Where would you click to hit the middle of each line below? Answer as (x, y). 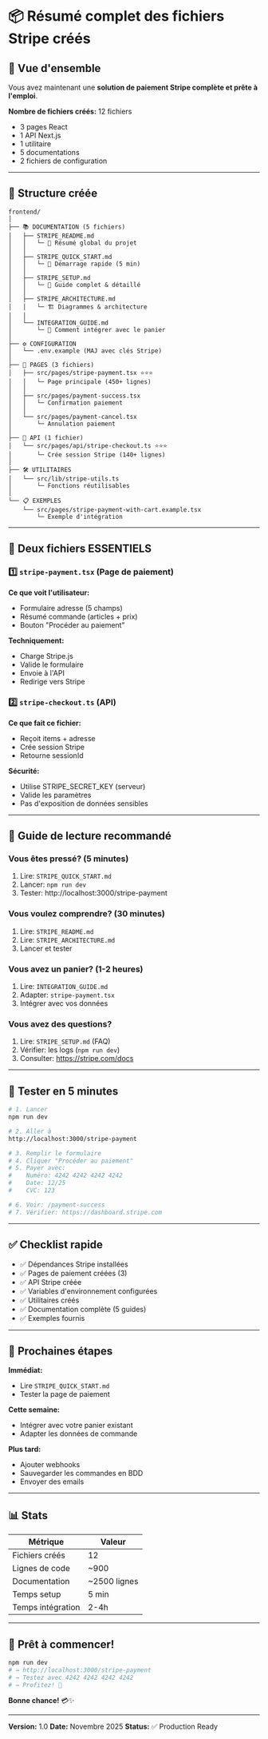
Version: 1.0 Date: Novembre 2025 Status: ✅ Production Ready (113, 1727)
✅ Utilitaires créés (49, 1300)
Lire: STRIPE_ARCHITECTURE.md (67, 939)
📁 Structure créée (53, 193)
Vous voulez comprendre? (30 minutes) (87, 914)
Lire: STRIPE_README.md (57, 931)
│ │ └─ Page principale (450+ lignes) (80, 381)
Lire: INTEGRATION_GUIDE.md (64, 987)
